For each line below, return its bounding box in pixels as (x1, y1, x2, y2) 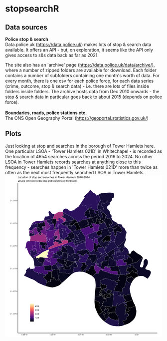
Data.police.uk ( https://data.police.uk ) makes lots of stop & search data (5, 42, 152, 48)
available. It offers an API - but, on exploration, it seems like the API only (5, 47, 154, 53)
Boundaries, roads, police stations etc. (5, 110, 87, 116)
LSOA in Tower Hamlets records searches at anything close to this (5, 159, 141, 165)
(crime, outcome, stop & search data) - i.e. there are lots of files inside (5, 83, 150, 89)
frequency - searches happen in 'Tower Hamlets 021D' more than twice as (5, 164, 158, 170)
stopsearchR (5, 3, 59, 15)
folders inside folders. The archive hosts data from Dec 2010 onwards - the (5, 89, 160, 94)
